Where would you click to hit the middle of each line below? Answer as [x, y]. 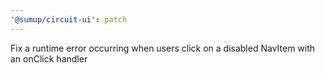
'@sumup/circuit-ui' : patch [69, 19]
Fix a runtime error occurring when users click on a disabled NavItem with [163, 48]
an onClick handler [49, 58]
